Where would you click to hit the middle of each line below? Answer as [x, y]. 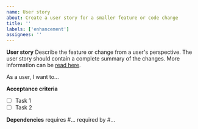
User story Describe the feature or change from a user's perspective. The [99, 52]
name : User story [28, 12]
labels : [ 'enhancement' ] [38, 29]
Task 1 [23, 101]
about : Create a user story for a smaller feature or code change [92, 18]
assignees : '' [24, 35]
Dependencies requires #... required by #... [61, 120]
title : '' [19, 23]
